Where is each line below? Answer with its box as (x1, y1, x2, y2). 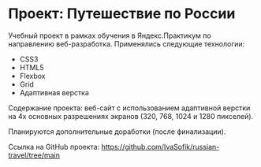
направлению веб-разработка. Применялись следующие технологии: (8, 39, 245, 48)
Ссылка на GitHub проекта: (8, 142, 100, 151)
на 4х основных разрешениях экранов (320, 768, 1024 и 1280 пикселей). (8, 111, 254, 121)
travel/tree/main (8, 150, 61, 160)
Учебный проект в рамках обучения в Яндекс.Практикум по (8, 31, 211, 40)
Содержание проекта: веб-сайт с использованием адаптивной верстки (8, 103, 251, 113)
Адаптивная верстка (19, 87, 89, 97)
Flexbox (19, 71, 46, 80)
